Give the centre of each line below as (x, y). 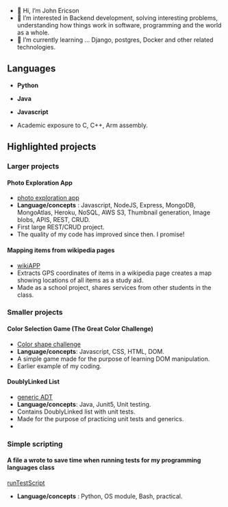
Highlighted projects (52, 147)
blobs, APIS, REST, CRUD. (53, 220)
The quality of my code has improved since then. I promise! (101, 234)
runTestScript (26, 483)
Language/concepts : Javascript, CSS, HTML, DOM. (90, 351)
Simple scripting (35, 444)
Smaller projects (35, 313)
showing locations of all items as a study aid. (80, 280)
